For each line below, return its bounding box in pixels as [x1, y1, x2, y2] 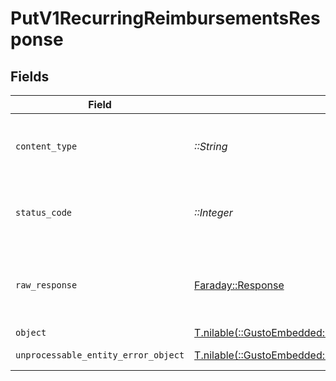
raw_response [15, 280, 78, 291]
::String [194, 140, 228, 153]
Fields [10, 68, 50, 85]
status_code [15, 207, 73, 218]
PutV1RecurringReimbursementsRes [10, 7, 321, 30]
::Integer [194, 206, 233, 219]
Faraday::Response [194, 278, 285, 292]
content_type [15, 141, 78, 152]
